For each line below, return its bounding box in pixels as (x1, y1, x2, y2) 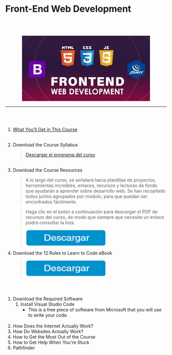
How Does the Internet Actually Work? (12, 323, 94, 329)
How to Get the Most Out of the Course (12, 333, 96, 340)
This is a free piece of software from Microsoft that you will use (28, 306, 162, 312)
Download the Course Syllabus (12, 141, 78, 148)
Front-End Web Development (5, 3, 132, 15)
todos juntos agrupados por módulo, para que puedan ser (25, 193, 148, 199)
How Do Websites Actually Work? (12, 328, 83, 335)
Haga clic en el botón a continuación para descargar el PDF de (25, 208, 158, 215)
